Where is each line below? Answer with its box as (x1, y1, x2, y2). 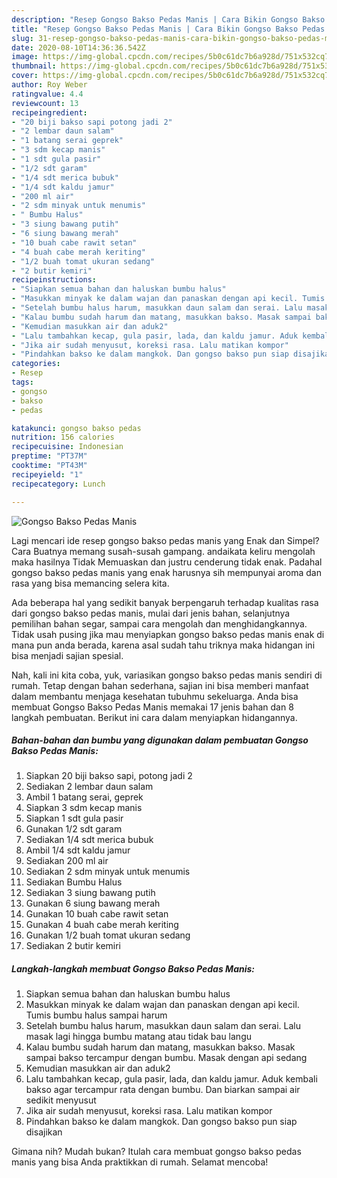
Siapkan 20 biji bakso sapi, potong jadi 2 (25, 770, 193, 782)
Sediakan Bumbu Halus (25, 876, 123, 888)
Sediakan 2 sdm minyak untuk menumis (25, 866, 191, 878)
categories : (11, 359, 61, 369)
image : (11, 52, 39, 62)
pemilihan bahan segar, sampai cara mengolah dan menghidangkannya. (11, 617, 308, 630)
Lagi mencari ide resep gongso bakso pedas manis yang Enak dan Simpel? (11, 534, 320, 546)
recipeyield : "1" (11, 469, 84, 480)
